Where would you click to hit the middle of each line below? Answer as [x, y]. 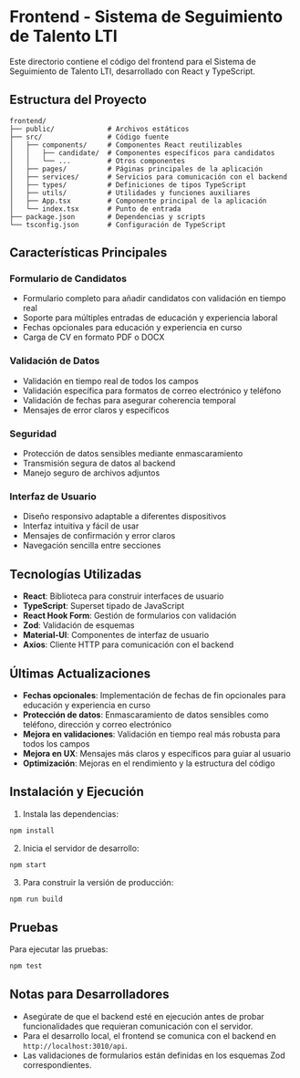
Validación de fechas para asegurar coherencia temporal [129, 400]
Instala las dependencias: [70, 813]
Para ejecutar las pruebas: [59, 949]
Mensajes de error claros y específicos [96, 410]
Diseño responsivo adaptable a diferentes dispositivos [124, 517]
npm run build [36, 899]
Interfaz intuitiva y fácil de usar [81, 526]
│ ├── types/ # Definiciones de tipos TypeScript [128, 184]
